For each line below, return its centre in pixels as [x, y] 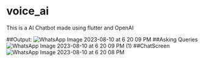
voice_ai [28, 11]
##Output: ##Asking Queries [102, 39]
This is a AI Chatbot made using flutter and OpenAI [70, 28]
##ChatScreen [151, 46]
